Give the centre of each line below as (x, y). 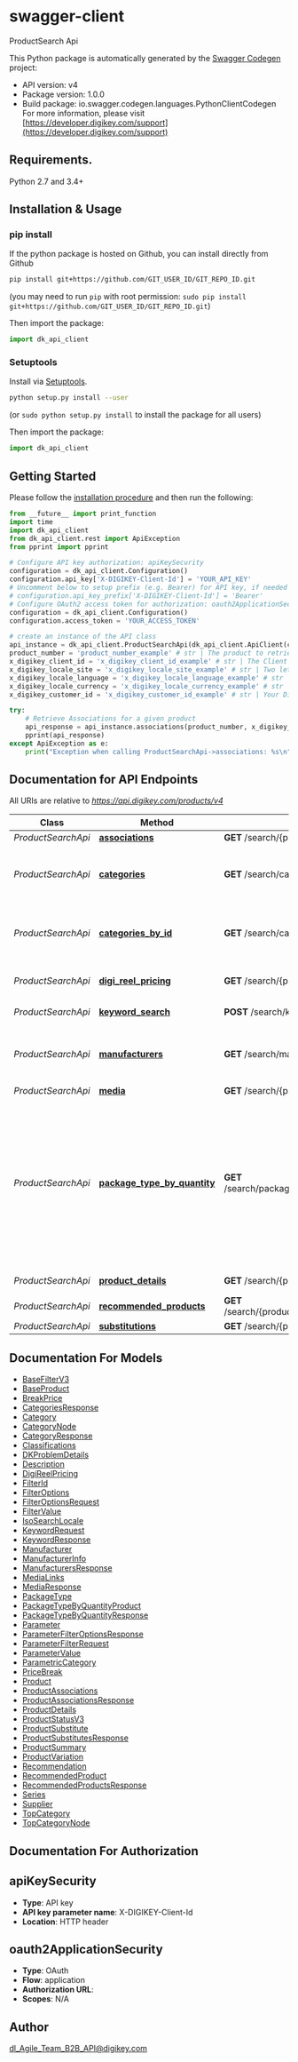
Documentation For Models (86, 1358)
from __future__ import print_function (83, 514)
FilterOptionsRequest (61, 1502)
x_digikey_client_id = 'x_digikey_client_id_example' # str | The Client (149, 662)
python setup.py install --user (69, 398)
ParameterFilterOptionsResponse (82, 1634)
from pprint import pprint (59, 547)
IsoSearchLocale (53, 1521)
